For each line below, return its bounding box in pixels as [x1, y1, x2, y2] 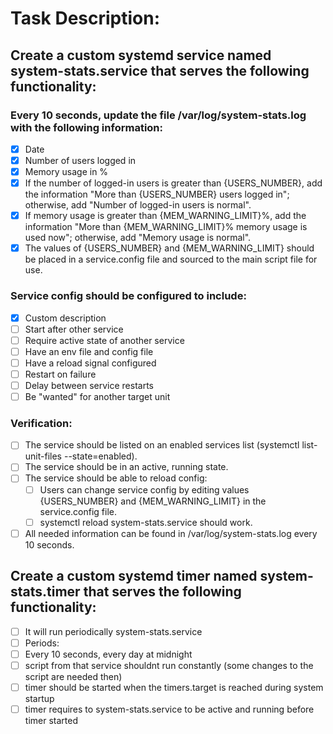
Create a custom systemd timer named [10, 568, 258, 585]
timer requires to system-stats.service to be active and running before [24, 703, 315, 715]
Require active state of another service [24, 334, 185, 346]
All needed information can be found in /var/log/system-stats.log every [24, 527, 318, 539]
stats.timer [10, 583, 81, 601]
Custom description [24, 312, 107, 324]
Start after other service [24, 323, 124, 335]
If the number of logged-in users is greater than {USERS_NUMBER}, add [24, 177, 323, 189]
